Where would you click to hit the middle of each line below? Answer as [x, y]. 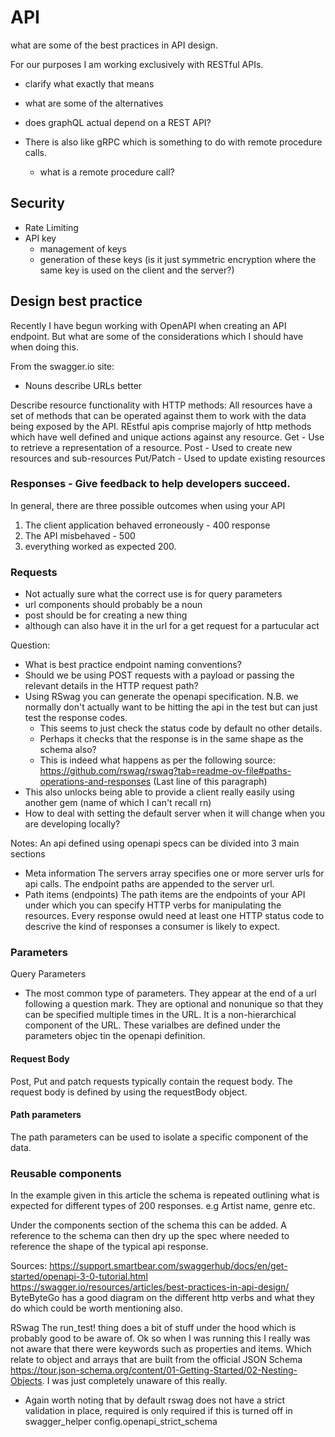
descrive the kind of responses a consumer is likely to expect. [152, 927]
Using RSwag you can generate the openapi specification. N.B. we [161, 697]
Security [37, 203]
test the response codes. [76, 718]
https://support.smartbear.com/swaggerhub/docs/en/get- [168, 1266]
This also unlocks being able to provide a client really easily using [159, 792]
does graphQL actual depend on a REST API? [118, 122]
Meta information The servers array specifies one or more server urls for [174, 873]
